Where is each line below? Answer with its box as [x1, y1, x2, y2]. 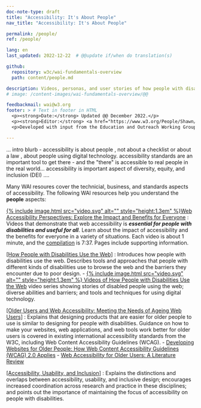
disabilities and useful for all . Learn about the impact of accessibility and [6, 226, 188, 234]
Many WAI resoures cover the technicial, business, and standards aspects [6, 183, 188, 190]
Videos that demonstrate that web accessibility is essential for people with [6, 220, 192, 227]
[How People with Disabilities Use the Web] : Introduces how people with [6, 250, 186, 258]
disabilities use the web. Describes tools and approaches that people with [6, 257, 188, 264]
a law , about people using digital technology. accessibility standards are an [6, 152, 193, 159]
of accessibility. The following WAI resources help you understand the [6, 189, 179, 197]
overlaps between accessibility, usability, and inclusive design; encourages [6, 376, 191, 383]
